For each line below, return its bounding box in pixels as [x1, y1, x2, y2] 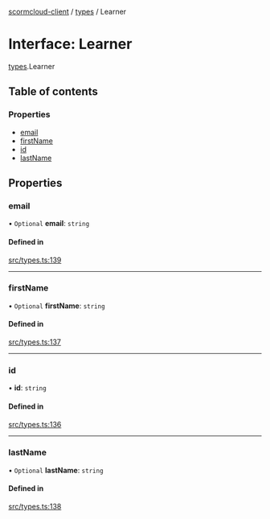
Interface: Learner [8, 35, 133, 53]
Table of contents [8, 84, 98, 99]
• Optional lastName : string [8, 465, 104, 475]
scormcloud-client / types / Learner [8, 7, 127, 16]
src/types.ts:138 [8, 502, 62, 512]
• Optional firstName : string [8, 301, 106, 311]
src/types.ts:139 [8, 255, 62, 265]
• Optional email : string [8, 219, 90, 229]
